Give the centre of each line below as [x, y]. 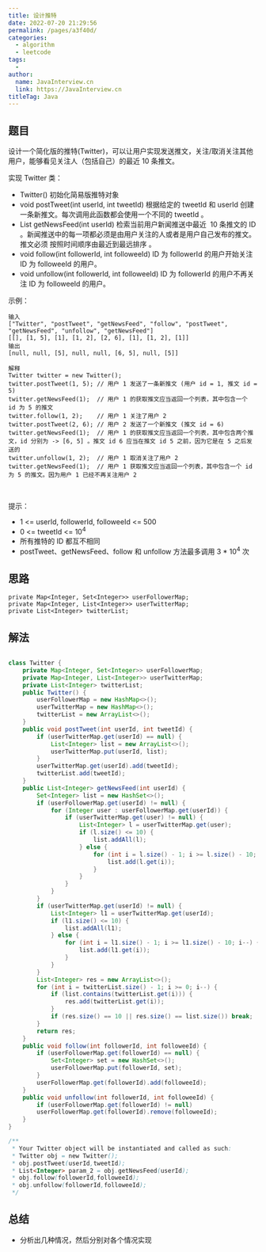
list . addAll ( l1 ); [93, 928]
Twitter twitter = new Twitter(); [65, 376]
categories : [28, 38]
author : [21, 74]
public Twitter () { [55, 693]
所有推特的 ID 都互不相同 [60, 541]
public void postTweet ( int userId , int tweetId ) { [108, 729]
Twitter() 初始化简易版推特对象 [69, 195]
